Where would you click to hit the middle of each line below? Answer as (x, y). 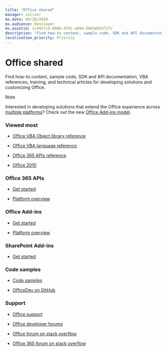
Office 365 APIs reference (39, 156)
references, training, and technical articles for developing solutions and (78, 82)
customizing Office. (25, 87)
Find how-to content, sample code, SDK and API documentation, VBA (77, 76)
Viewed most (21, 125)
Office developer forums (38, 324)
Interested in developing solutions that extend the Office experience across (83, 106)
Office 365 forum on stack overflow (49, 343)
